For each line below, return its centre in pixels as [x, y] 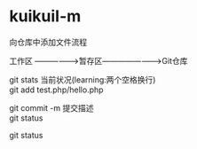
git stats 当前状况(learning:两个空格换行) [83, 79]
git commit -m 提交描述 [51, 107]
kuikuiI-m [45, 16]
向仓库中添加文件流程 [48, 42]
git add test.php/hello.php [56, 90]
